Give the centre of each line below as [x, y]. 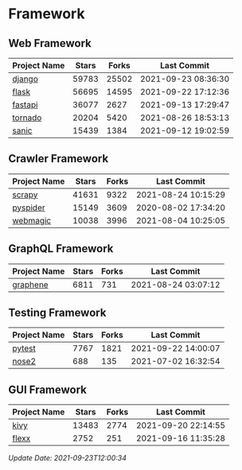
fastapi [25, 105]
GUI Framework [48, 389]
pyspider [29, 208]
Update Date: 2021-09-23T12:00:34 [68, 458]
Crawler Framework [59, 159]
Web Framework [50, 43]
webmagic [32, 220]
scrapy [25, 194]
